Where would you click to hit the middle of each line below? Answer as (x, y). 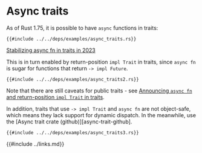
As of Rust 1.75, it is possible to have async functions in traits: (82, 28)
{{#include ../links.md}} (35, 144)
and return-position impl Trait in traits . (55, 97)
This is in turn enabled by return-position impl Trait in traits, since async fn (101, 62)
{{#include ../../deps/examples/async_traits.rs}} (71, 39)
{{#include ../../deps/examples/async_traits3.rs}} (73, 132)
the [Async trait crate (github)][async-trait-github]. (69, 122)
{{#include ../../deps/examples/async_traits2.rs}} (73, 79)
